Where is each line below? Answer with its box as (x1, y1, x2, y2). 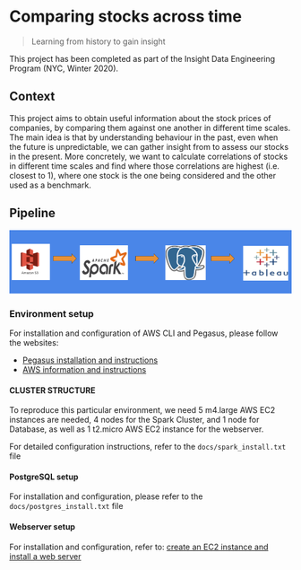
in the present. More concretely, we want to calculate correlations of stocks (9, 151, 288, 162)
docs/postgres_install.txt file (9, 501, 124, 512)
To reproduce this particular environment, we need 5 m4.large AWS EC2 (9, 405, 276, 416)
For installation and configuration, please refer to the (9, 491, 203, 502)
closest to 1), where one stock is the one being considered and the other (9, 170, 276, 180)
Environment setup (9, 307, 94, 320)
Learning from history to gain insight (30, 36, 166, 47)
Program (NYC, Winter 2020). (9, 63, 119, 74)
